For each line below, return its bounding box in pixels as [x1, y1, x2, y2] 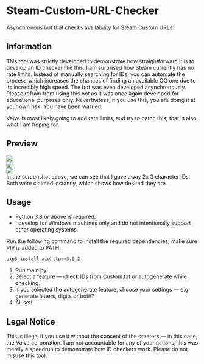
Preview [6, 139, 38, 149]
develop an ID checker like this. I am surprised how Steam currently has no [6, 64, 194, 71]
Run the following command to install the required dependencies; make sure [6, 238, 198, 245]
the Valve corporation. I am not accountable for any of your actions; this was [6, 339, 199, 346]
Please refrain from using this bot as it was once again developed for [6, 89, 179, 97]
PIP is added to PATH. [6, 244, 61, 252]
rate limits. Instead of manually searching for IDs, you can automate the [6, 70, 185, 78]
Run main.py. [15, 267, 48, 274]
